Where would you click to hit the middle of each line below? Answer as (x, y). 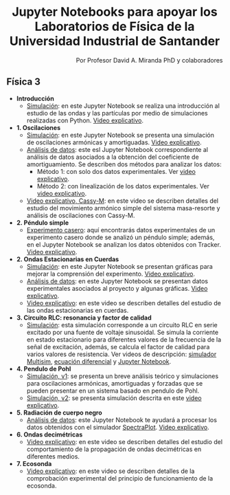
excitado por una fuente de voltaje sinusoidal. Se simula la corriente (123, 332)
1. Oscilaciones (38, 127)
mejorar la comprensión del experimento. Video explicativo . (111, 274)
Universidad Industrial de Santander (115, 41)
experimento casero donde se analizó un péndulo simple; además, (120, 237)
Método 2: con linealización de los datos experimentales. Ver (123, 186)
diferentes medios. (53, 456)
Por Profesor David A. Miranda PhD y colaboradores (149, 60)
